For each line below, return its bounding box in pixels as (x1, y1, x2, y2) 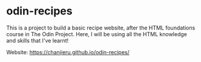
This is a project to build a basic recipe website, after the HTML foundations (6, 24, 196, 31)
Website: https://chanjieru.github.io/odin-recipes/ (6, 48, 130, 55)
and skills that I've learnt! (6, 37, 69, 44)
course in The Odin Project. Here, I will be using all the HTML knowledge (6, 30, 188, 37)
